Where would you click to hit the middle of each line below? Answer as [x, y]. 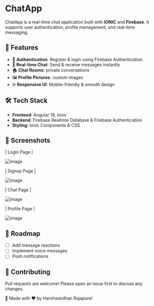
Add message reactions [36, 245]
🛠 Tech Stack [26, 101]
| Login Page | [19, 152]
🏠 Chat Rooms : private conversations [51, 70]
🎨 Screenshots [28, 140]
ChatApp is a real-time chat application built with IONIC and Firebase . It [77, 22]
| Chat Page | [18, 190]
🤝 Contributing [28, 272]
